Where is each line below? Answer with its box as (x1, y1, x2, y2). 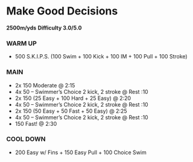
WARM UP (6, 39, 37, 48)
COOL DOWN (6, 135, 46, 143)
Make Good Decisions (6, 4, 118, 18)
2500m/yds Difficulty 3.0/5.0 (6, 24, 82, 31)
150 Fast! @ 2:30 (14, 120, 57, 127)
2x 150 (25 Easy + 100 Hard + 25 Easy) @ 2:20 (14, 95, 131, 102)
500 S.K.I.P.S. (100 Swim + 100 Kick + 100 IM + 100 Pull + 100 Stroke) (14, 53, 188, 60)
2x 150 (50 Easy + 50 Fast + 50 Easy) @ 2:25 (14, 107, 128, 114)
